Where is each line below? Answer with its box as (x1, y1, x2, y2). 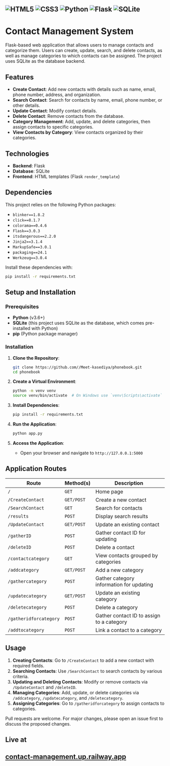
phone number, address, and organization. (12, 92, 101, 98)
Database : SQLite (12, 168, 50, 174)
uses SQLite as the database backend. (5, 58, 86, 64)
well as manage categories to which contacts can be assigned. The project (5, 53, 162, 59)
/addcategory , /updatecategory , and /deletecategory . (12, 695, 124, 701)
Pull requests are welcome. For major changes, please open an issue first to (5, 715, 163, 721)
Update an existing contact (95, 521, 159, 528)
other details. (12, 102, 40, 109)
